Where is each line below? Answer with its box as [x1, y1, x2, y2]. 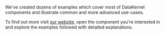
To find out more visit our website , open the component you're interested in [5, 19, 161, 25]
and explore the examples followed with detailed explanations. [5, 24, 133, 30]
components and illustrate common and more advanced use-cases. [5, 9, 145, 15]
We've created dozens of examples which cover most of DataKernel [5, 4, 145, 10]
